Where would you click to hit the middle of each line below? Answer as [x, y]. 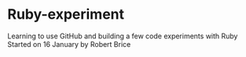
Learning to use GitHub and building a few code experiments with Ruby [123, 36]
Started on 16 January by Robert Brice [69, 44]
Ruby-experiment [66, 14]
